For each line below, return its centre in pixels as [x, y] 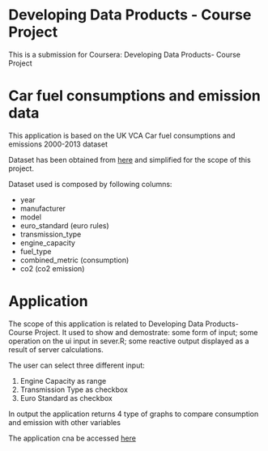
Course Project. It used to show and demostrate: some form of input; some [133, 332]
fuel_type [36, 251]
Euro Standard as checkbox [66, 398]
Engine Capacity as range [63, 381]
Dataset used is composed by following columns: [90, 184]
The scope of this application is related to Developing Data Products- [123, 323]
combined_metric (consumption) [74, 260]
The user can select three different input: [77, 365]
